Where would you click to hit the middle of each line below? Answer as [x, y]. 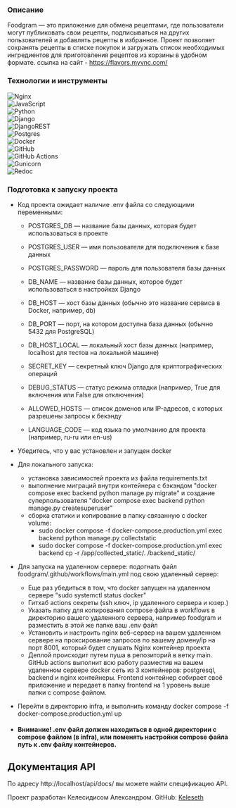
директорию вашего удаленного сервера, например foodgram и [124, 617]
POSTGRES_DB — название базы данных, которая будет [112, 225]
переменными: [40, 212]
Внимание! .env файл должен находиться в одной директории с [117, 730]
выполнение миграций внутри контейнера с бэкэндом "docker [122, 485]
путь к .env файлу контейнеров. [67, 745]
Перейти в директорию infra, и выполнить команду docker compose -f [123, 706]
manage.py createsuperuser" [70, 508]
